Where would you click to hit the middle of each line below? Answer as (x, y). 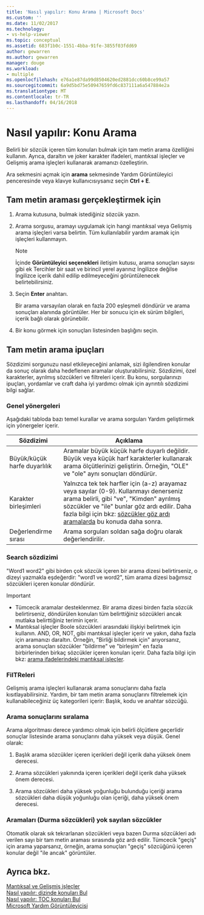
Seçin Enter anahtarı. (42, 294)
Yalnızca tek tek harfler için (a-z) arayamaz (125, 483)
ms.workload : (23, 68)
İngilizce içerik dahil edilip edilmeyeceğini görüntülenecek (87, 276)
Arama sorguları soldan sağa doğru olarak (123, 531)
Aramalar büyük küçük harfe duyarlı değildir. (127, 451)
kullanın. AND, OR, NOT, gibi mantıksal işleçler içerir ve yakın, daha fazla (105, 633)
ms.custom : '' (24, 18)
